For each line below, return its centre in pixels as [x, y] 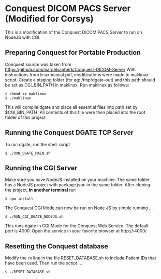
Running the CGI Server [41, 168]
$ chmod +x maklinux [26, 94]
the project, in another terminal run [40, 190]
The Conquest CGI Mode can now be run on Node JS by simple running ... [79, 208]
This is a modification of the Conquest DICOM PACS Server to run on [74, 32]
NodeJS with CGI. [23, 37]
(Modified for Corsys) [49, 19]
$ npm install [19, 199]
